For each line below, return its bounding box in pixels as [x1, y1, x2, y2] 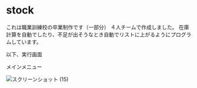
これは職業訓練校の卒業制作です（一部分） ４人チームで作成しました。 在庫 [6, 23, 189, 31]
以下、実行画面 [6, 50, 42, 57]
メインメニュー [6, 63, 42, 70]
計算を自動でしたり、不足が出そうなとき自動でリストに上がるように [6, 31, 171, 38]
